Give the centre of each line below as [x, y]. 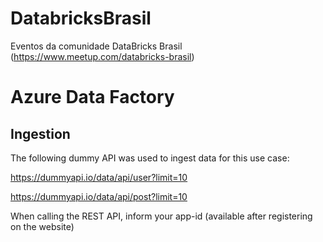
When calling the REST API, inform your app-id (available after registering [161, 216]
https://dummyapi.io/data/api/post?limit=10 [99, 196]
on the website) [42, 226]
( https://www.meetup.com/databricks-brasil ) [102, 56]
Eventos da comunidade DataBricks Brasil [96, 46]
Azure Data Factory [92, 97]
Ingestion [40, 133]
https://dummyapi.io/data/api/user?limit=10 [99, 177]
